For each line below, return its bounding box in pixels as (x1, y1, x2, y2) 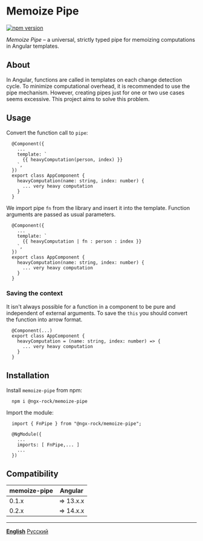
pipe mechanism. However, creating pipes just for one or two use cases (6, 89, 185, 96)
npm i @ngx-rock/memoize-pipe (11, 398, 88, 404)
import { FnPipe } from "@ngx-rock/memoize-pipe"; (11, 421, 142, 427)
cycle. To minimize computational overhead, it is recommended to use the (6, 82, 190, 90)
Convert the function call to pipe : (6, 129, 88, 136)
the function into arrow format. (6, 316, 83, 323)
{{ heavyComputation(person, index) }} (22, 156, 123, 163)
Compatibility (6, 469, 59, 479)
